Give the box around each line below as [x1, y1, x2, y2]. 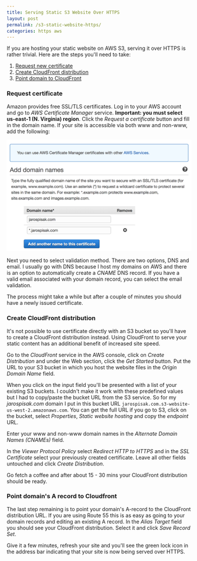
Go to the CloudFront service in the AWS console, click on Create [6, 351, 165, 358]
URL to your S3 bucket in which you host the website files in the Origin [6, 363, 177, 370]
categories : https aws [6, 28, 62, 34]
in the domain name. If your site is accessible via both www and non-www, [6, 121, 188, 128]
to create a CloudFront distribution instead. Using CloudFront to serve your [6, 334, 187, 341]
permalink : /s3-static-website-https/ [6, 22, 101, 28]
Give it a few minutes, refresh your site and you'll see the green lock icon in [6, 542, 189, 549]
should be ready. [6, 478, 47, 485]
